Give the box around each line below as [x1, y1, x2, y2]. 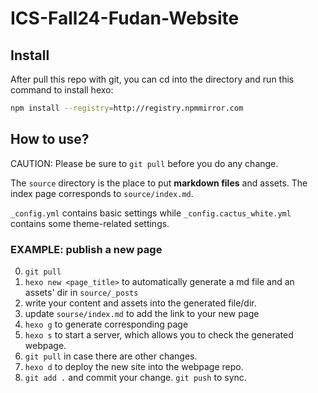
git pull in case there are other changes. [24, 350, 198, 362]
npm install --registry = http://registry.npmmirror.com [10, 103, 244, 113]
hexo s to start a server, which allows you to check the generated [24, 328, 294, 341]
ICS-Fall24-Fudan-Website [10, 7, 240, 30]
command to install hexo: [10, 84, 114, 96]
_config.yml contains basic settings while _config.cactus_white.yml [10, 207, 292, 219]
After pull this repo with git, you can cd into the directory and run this [10, 73, 295, 85]
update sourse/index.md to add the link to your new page [24, 307, 260, 319]
